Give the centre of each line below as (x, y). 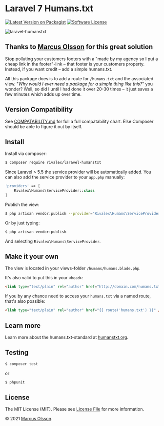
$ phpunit (15, 382)
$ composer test (21, 364)
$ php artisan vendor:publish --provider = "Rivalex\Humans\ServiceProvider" (84, 213)
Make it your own (32, 257)
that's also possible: (25, 301)
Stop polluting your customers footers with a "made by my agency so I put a (82, 59)
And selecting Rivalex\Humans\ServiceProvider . (53, 241)
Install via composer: (26, 154)
